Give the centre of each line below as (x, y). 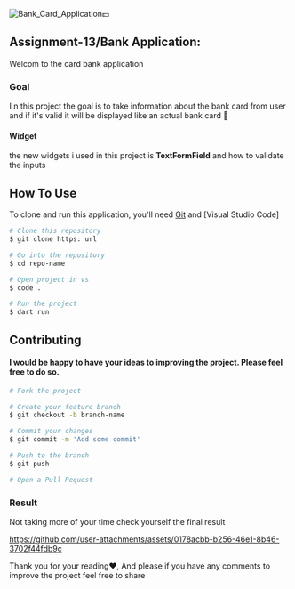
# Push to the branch (49, 456)
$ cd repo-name (37, 263)
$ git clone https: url (53, 239)
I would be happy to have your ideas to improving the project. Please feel (146, 363)
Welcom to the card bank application (76, 63)
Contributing (45, 339)
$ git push (29, 464)
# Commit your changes (51, 432)
